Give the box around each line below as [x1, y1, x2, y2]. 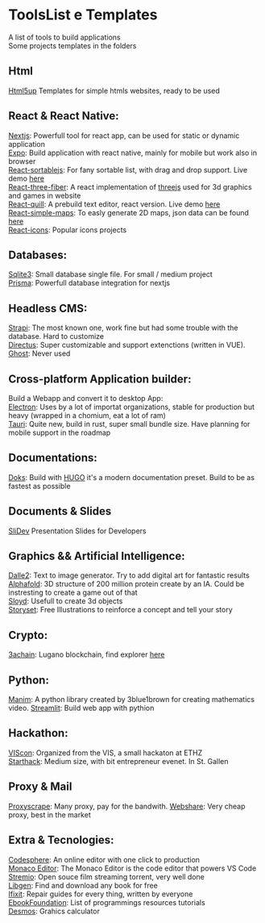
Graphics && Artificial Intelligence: [8, 549, 185, 563]
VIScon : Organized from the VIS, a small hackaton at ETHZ [8, 748, 203, 758]
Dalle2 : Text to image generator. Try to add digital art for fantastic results [8, 570, 250, 580]
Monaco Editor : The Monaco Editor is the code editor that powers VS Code [8, 863, 257, 873]
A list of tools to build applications [8, 32, 121, 42]
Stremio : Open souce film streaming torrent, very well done [8, 871, 205, 881]
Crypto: [8, 628, 48, 642]
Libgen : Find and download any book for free [8, 880, 159, 890]
